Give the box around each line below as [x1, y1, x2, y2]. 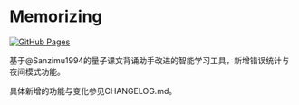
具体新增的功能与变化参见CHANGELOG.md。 [9, 85, 178, 96]
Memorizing [9, 6, 102, 27]
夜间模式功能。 [9, 66, 65, 77]
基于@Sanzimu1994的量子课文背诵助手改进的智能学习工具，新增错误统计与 [9, 54, 290, 65]
